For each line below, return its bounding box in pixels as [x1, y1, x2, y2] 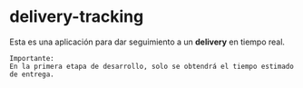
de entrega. [9, 70, 54, 79]
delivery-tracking [9, 6, 144, 27]
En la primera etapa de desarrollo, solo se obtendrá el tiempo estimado [9, 62, 295, 71]
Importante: [9, 54, 54, 63]
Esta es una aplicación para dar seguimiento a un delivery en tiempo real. [9, 36, 286, 47]
